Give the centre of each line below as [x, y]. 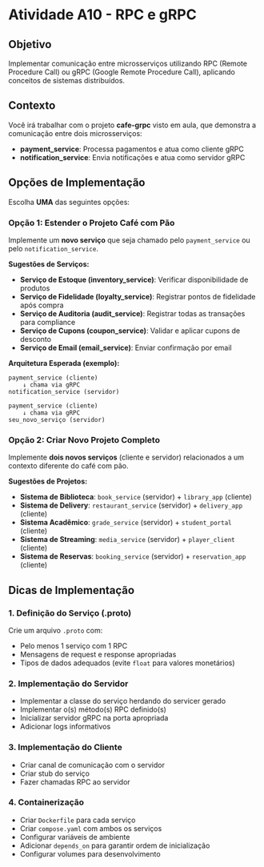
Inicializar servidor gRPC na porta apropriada [94, 718]
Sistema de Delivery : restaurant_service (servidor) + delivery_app [131, 505]
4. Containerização [46, 802]
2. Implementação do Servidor [68, 684]
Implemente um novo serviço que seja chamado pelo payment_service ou [129, 240]
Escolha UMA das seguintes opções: [69, 202]
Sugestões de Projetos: [48, 481]
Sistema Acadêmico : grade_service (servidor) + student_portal [126, 523]
